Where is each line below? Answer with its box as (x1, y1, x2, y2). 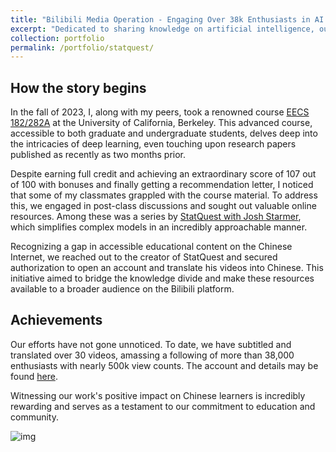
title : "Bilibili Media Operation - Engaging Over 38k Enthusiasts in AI (10, 14, 325, 25)
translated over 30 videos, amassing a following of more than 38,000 (10, 349, 295, 361)
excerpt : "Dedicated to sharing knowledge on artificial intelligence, (10, 24, 315, 34)
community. (10, 411, 59, 423)
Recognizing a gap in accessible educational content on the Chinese (10, 241, 293, 253)
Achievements (10, 312, 103, 329)
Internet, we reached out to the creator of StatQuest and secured (10, 251, 278, 263)
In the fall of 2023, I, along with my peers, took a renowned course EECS (10, 106, 310, 118)
